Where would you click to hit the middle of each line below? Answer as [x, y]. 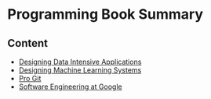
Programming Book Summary [105, 14]
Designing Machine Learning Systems [80, 70]
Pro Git [30, 78]
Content [28, 43]
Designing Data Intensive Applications [80, 62]
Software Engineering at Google [70, 87]
